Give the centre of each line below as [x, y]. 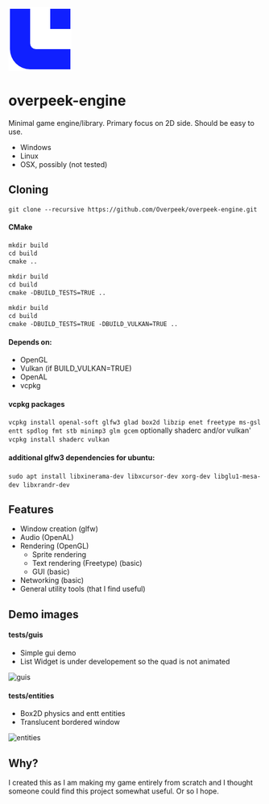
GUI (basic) [51, 572]
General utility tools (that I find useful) [83, 589]
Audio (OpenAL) [47, 538]
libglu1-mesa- [238, 476]
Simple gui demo [48, 652]
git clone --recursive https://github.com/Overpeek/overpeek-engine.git [133, 209]
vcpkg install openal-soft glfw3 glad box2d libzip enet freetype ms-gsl [135, 423]
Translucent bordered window [70, 722]
